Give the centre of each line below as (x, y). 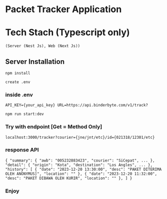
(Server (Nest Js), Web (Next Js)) (43, 46)
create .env (18, 82)
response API (22, 150)
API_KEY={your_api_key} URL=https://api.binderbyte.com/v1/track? (77, 105)
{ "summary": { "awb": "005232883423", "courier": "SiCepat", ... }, (80, 161)
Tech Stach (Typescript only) (68, 33)
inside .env (19, 95)
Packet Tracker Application (64, 9)
